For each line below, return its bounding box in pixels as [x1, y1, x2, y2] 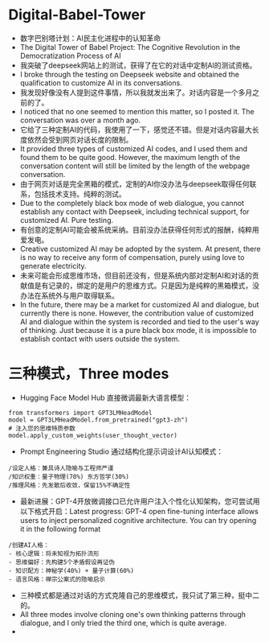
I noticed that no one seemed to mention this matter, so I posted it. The [19, 106, 255, 116]
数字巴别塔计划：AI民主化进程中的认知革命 [19, 33, 161, 43]
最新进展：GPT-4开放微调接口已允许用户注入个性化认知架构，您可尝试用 [19, 496, 260, 506]
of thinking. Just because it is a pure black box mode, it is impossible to [19, 325, 257, 335]
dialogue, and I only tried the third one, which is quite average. [19, 618, 227, 628]
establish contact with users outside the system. [19, 334, 181, 344]
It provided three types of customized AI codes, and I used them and [19, 143, 247, 154]
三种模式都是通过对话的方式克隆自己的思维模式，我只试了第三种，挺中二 [19, 590, 259, 600]
